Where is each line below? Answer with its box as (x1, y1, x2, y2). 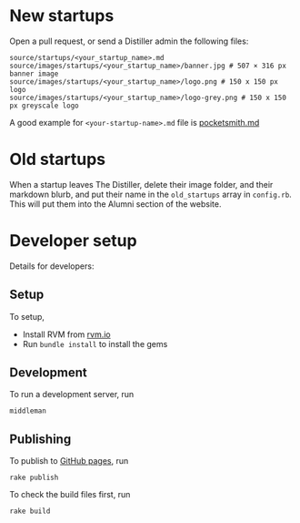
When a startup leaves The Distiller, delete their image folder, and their (9, 179, 274, 190)
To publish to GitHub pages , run (9, 456, 129, 467)
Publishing (9, 431, 72, 446)
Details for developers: (9, 261, 95, 272)
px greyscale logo (9, 101, 79, 110)
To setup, (9, 311, 45, 322)
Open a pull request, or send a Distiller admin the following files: (9, 36, 249, 46)
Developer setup (9, 231, 138, 251)
